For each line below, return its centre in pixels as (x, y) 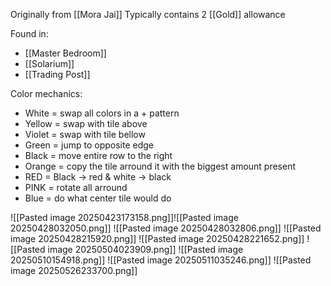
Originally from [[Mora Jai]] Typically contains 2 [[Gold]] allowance (148, 14)
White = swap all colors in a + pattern (102, 113)
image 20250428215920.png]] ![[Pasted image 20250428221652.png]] (157, 238)
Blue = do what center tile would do (98, 198)
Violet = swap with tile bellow (85, 134)
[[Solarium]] (49, 63)
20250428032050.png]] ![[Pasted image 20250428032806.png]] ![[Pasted (166, 228)
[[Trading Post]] (57, 74)
